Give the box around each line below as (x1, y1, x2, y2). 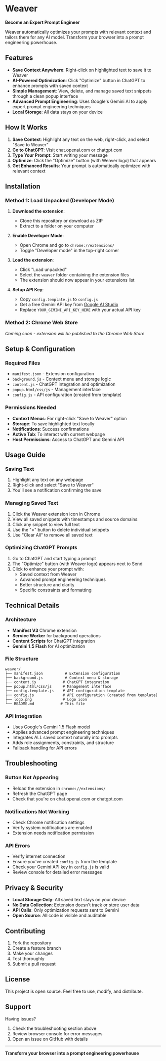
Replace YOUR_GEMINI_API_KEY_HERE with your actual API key (19, 307, 141, 313)
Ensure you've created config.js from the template (12, 859, 117, 865)
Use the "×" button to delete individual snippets (12, 527, 110, 532)
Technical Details (5, 601, 60, 610)
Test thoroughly (12, 956, 44, 962)
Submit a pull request (12, 961, 56, 967)
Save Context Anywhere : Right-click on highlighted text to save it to (12, 67, 152, 73)
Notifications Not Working (5, 808, 69, 815)
